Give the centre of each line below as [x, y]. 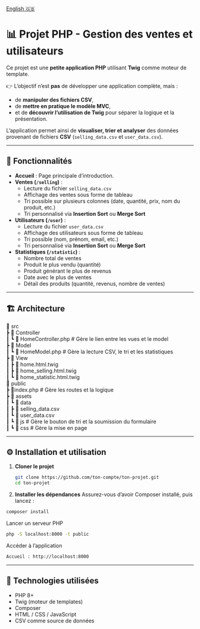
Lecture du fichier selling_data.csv [68, 188]
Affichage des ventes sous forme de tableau [78, 194]
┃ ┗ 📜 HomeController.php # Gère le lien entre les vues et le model [87, 339]
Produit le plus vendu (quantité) [62, 264]
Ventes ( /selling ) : [38, 182]
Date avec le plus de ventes [58, 277]
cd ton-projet [32, 483]
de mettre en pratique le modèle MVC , [63, 106]
